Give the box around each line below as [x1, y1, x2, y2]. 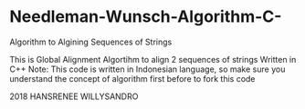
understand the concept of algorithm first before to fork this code [9, 73, 256, 84]
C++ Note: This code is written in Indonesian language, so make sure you [9, 64, 286, 74]
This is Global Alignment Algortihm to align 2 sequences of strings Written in [9, 54, 297, 64]
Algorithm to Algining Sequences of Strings [9, 36, 173, 47]
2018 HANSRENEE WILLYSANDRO [9, 91, 139, 102]
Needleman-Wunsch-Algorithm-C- [9, 6, 282, 27]
